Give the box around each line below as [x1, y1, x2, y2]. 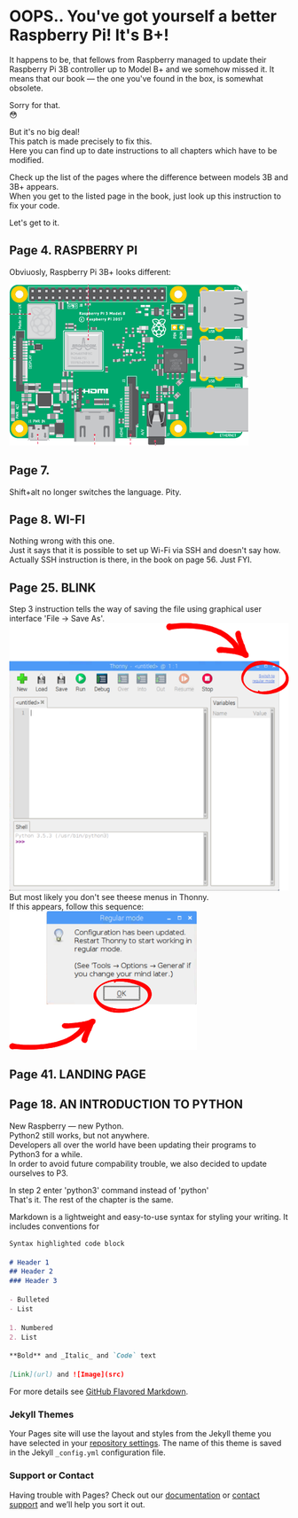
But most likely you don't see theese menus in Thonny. [9, 891, 209, 902]
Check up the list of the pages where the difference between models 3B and [9, 171, 288, 183]
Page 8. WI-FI [9, 512, 86, 527]
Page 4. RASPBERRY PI [9, 243, 138, 258]
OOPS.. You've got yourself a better [9, 6, 278, 27]
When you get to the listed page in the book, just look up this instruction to [9, 191, 282, 201]
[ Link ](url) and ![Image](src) [9, 1370, 125, 1380]
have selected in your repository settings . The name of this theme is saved [9, 1438, 282, 1449]
